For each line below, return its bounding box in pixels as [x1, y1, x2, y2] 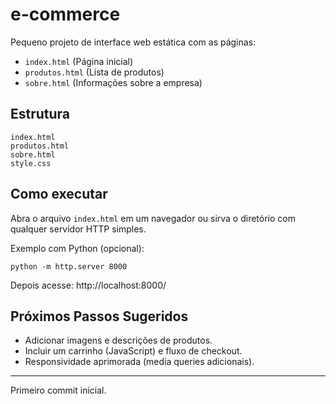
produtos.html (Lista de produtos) [24, 66, 165, 78]
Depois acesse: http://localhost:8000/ [10, 279, 167, 291]
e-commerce [10, 3, 121, 26]
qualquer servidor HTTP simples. [10, 223, 147, 235]
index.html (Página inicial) [24, 55, 134, 67]
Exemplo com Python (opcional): [10, 242, 145, 254]
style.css [10, 158, 52, 168]
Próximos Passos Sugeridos [10, 308, 189, 325]
